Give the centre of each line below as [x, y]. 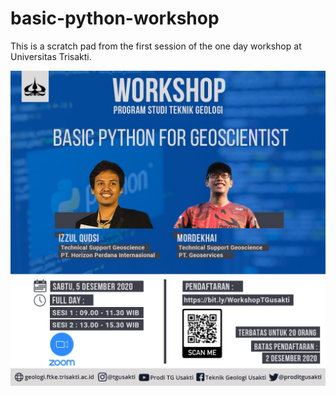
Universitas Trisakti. [51, 56]
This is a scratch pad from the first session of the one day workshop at [156, 46]
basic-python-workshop [115, 18]
